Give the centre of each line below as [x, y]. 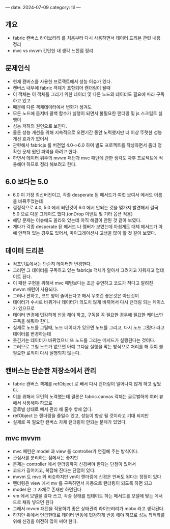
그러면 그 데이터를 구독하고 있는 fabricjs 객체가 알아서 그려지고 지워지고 [83, 270]
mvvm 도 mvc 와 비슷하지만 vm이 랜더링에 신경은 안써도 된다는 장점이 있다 [87, 477]
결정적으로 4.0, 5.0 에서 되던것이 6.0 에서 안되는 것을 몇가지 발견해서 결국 [86, 208]
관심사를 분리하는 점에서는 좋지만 [45, 457]
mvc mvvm [23, 438]
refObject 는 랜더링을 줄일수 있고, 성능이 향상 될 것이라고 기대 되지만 [81, 416]
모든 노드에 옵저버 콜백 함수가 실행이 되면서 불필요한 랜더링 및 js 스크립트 [85, 113]
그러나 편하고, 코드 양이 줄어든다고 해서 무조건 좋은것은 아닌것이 [76, 296]
